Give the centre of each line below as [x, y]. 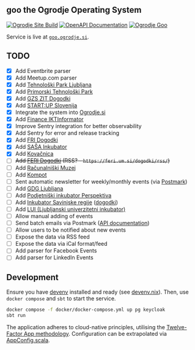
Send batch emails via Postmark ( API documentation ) [82, 223]
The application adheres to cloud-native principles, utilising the [86, 327]
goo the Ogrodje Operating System [74, 10]
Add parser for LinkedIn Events [54, 257]
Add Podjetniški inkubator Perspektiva [63, 195]
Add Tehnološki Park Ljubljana [53, 85]
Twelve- [177, 327]
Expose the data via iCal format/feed [61, 244]
